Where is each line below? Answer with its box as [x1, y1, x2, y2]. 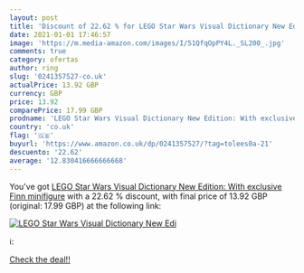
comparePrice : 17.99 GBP [9, 106, 103, 115]
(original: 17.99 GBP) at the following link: [9, 200, 162, 211]
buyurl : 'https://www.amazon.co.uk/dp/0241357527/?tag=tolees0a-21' [9, 139, 273, 148]
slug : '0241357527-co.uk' [9, 72, 107, 81]
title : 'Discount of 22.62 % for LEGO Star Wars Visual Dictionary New [9, 22, 285, 31]
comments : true [9, 47, 67, 56]
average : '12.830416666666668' [9, 155, 128, 165]
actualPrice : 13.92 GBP [9, 80, 100, 89]
